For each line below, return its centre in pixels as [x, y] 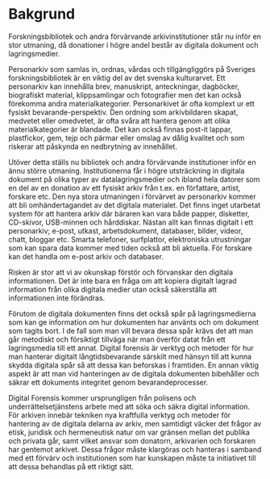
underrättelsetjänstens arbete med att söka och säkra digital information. [129, 406]
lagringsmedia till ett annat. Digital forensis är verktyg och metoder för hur [131, 347]
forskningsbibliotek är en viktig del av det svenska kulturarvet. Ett [117, 78]
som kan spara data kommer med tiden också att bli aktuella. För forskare [130, 248]
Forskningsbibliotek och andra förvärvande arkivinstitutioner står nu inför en [135, 36]
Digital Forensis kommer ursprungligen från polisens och [102, 397]
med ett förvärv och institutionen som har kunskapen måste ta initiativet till [132, 458]
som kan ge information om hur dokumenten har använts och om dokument [134, 322]
